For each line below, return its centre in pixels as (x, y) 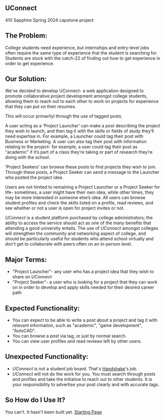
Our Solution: (26, 79)
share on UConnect (32, 277)
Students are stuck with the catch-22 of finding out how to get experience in (83, 58)
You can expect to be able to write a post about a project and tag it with (85, 320)
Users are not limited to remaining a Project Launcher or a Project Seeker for (82, 187)
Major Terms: (26, 260)
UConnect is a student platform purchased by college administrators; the (79, 218)
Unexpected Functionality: (47, 357)
